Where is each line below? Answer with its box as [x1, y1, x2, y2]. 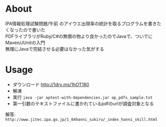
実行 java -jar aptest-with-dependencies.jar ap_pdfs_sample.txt [12, 94, 153, 100]
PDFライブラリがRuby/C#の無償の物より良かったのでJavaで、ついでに [5, 33, 153, 39]
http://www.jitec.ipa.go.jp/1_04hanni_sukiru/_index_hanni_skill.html [5, 117, 158, 122]
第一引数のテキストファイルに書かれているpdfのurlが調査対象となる [12, 100, 154, 107]
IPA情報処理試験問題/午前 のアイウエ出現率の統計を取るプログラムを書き [5, 20, 157, 26]
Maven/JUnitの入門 [5, 39, 46, 46]
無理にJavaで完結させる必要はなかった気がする [5, 46, 105, 52]
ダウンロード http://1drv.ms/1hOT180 [12, 81, 90, 87]
